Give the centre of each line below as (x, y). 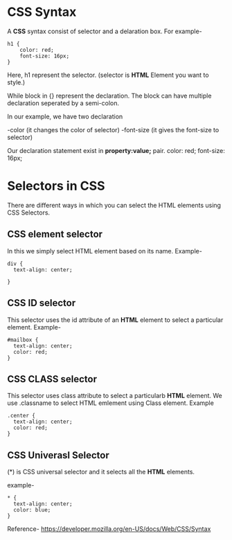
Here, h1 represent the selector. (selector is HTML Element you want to (108, 75)
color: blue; (32, 510)
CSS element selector (55, 234)
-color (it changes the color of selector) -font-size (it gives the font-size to (113, 129)
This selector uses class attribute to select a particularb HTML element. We (115, 396)
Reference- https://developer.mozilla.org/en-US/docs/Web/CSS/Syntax (109, 529)
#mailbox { (23, 340)
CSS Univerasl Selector (58, 455)
